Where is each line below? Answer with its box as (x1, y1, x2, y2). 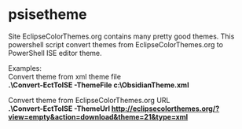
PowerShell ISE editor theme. (8, 48, 102, 57)
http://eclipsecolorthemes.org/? (111, 104, 220, 113)
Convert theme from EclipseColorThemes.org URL (8, 95, 170, 105)
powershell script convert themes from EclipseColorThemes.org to (8, 39, 224, 49)
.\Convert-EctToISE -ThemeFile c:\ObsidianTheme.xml (8, 80, 189, 90)
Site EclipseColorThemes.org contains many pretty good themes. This (8, 31, 235, 41)
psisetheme (8, 6, 87, 24)
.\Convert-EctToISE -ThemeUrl (8, 104, 110, 113)
